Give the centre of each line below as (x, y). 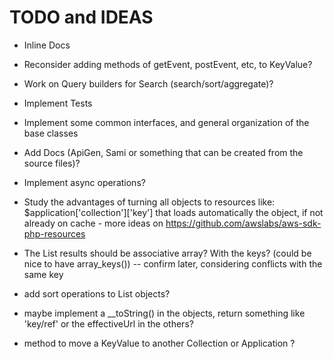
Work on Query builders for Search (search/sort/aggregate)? (148, 83)
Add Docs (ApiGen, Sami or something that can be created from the (163, 152)
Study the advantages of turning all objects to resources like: (149, 202)
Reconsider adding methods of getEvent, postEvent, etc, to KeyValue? (168, 64)
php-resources (54, 233)
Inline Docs (47, 45)
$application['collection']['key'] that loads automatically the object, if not (173, 212)
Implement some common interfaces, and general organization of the (166, 122)
